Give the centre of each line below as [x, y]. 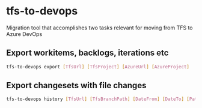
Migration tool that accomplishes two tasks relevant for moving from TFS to [100, 28]
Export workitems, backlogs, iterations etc [87, 53]
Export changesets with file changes [76, 85]
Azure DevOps [24, 34]
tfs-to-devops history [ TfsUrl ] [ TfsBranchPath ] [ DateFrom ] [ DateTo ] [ [98, 99]
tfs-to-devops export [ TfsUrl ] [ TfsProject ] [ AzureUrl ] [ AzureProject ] [98, 67]
